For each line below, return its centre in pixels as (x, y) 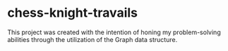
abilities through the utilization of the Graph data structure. (92, 39)
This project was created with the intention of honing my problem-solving (114, 32)
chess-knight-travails (72, 13)
